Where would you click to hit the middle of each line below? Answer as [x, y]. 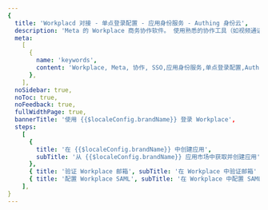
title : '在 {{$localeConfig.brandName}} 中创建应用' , [124, 149]
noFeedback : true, [46, 105]
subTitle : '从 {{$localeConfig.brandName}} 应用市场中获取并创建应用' [148, 157]
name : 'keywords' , [67, 61]
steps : [26, 127]
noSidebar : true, [44, 90]
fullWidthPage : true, [51, 113]
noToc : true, [36, 97]
